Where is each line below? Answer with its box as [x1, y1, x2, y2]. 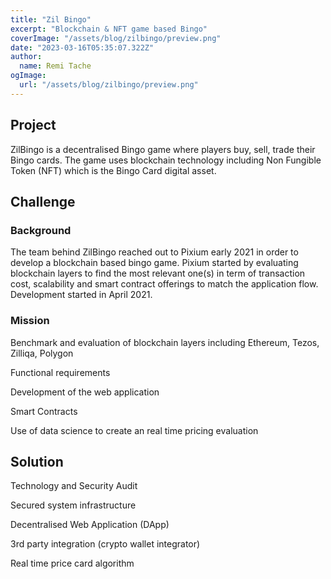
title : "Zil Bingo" [10, 14, 92, 25]
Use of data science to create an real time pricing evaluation [10, 424, 259, 436]
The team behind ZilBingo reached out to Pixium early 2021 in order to [10, 246, 299, 258]
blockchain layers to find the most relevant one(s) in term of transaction [10, 267, 306, 280]
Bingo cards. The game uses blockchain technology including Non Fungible [10, 154, 322, 166]
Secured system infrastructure [10, 499, 137, 511]
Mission [10, 314, 50, 328]
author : [10, 52, 43, 62]
